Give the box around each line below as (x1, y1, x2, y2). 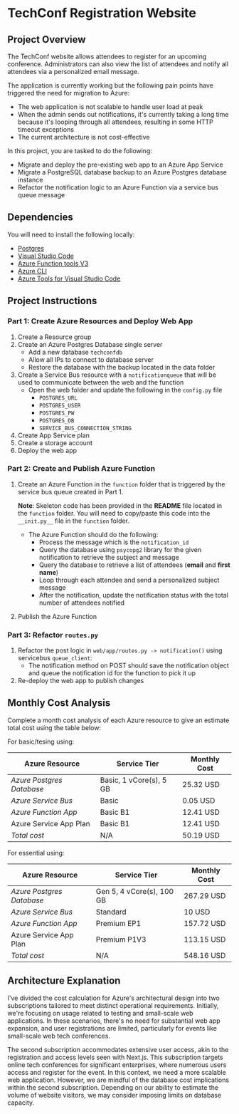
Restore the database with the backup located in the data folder (28, 363, 216, 371)
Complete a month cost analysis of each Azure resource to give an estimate (7, 716, 230, 724)
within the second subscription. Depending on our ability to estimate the (7, 1083, 219, 1091)
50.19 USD (182, 830, 221, 840)
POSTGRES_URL (38, 394, 78, 402)
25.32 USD (182, 779, 221, 789)
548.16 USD (184, 950, 226, 960)
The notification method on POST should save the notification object (28, 661, 229, 670)
